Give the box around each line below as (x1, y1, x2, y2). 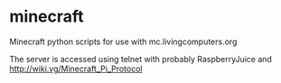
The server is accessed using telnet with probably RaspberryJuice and (9, 53, 273, 64)
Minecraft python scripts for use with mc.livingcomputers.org (9, 36, 238, 47)
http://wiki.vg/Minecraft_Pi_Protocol (9, 63, 143, 74)
